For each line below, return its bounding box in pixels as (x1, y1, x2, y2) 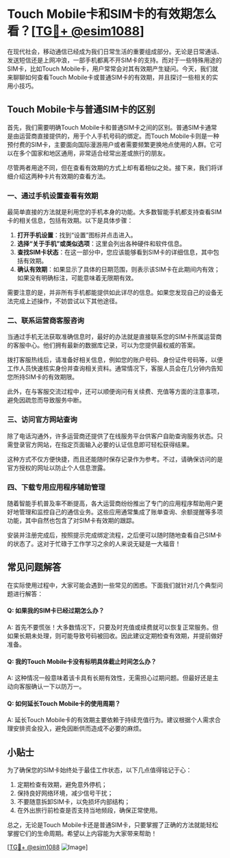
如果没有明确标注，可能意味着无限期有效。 (16, 274, 138, 282)
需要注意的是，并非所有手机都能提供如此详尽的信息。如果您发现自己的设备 (7, 289, 217, 297)
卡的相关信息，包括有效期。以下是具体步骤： (7, 217, 133, 225)
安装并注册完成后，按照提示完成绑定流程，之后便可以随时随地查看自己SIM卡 (7, 531, 222, 539)
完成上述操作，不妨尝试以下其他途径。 (12, 297, 121, 305)
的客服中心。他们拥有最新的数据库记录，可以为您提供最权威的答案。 (7, 341, 199, 350)
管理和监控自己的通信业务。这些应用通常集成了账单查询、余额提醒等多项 (18, 508, 223, 516)
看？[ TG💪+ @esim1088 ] (7, 23, 145, 39)
